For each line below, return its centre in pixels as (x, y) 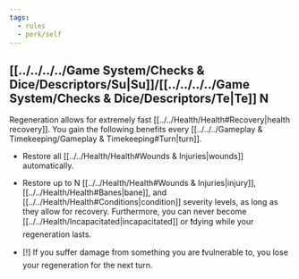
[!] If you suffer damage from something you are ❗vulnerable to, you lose (155, 252)
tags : (19, 17)
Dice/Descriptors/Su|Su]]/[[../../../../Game (130, 85)
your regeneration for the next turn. (87, 266)
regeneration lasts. (57, 234)
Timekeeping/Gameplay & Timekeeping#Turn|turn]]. (106, 139)
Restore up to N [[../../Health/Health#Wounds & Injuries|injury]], (139, 183)
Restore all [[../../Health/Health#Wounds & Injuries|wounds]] (133, 156)
